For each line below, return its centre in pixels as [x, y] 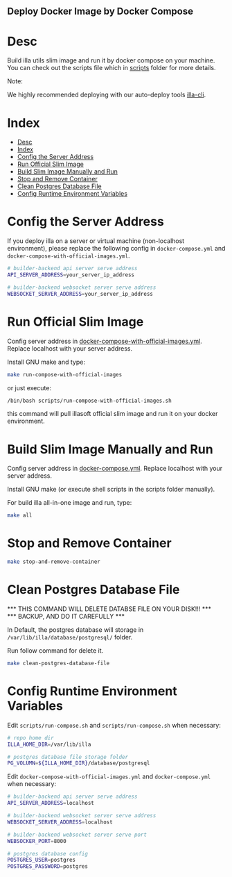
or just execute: [29, 387]
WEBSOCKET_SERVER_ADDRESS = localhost [60, 822]
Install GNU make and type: [46, 362]
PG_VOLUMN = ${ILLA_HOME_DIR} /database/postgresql [79, 763]
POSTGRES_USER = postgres [42, 860]
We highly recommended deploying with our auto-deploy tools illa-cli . [107, 95]
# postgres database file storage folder [68, 757]
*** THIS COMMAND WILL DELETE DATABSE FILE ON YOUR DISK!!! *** [109, 609]
